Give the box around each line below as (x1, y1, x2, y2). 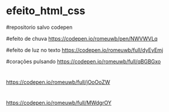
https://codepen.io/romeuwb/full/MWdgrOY (6, 99, 111, 107)
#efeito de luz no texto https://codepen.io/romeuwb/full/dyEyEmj (6, 46, 163, 54)
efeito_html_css (6, 4, 86, 18)
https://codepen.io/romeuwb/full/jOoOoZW (6, 78, 110, 86)
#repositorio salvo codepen (6, 24, 73, 31)
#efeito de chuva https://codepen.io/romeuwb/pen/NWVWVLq (6, 35, 158, 42)
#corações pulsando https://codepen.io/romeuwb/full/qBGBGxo (6, 58, 161, 65)
